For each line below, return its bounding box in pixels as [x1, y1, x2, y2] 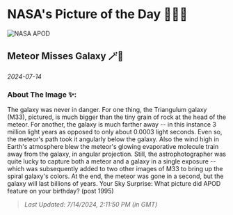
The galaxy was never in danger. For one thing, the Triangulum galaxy [7, 106, 207, 114]
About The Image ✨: [7, 90, 77, 99]
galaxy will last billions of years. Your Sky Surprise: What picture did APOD [7, 180, 221, 188]
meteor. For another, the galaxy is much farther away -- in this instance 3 [7, 120, 217, 129]
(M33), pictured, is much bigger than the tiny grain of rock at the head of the [7, 113, 227, 121]
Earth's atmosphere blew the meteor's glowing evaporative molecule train [7, 143, 219, 151]
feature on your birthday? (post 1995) [7, 187, 114, 196]
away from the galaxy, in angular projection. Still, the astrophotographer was [7, 150, 226, 159]
